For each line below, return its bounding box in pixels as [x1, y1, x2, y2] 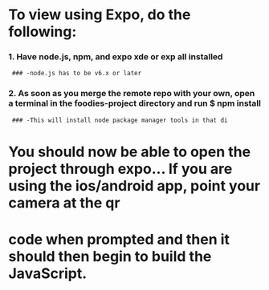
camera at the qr [8, 194, 120, 211]
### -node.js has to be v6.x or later [11, 70, 142, 78]
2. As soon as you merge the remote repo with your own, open [8, 88, 255, 99]
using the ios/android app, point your [8, 176, 261, 195]
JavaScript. [8, 264, 88, 283]
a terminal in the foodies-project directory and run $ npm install [8, 98, 261, 109]
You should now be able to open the [8, 143, 251, 161]
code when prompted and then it [8, 231, 230, 249]
